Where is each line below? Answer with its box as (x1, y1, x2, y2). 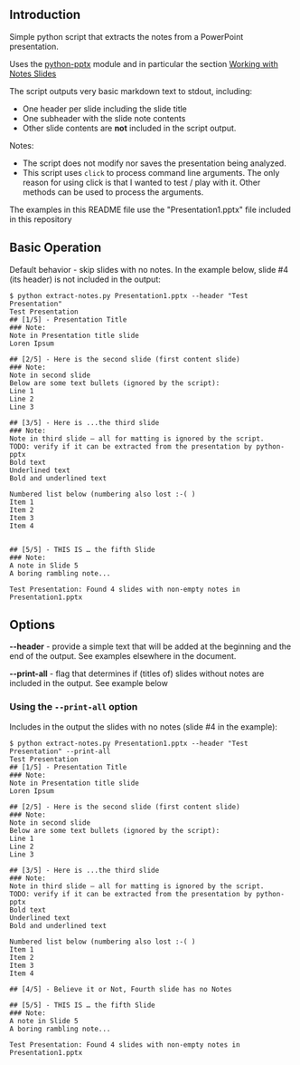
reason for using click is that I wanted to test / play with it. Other (22, 177, 261, 188)
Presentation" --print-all (9, 747, 111, 756)
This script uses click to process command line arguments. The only (22, 167, 280, 178)
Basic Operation (9, 240, 102, 256)
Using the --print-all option (9, 701, 138, 713)
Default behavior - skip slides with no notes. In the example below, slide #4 (9, 264, 289, 275)
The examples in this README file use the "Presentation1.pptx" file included (9, 204, 291, 215)
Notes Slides (9, 68, 57, 79)
